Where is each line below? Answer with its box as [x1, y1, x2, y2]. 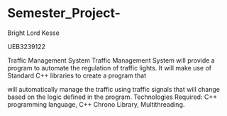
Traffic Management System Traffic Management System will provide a [7, 56, 215, 65]
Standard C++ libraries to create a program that [7, 71, 147, 80]
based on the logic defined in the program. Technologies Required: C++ [7, 93, 218, 101]
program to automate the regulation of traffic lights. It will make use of [7, 63, 211, 72]
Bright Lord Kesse [7, 28, 60, 37]
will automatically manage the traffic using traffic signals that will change [7, 85, 220, 93]
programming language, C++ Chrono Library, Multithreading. [7, 100, 185, 108]
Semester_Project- [7, 5, 121, 21]
